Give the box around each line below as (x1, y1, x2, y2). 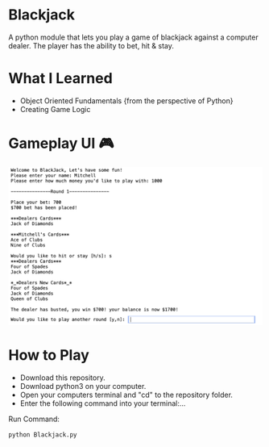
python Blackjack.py (8, 430, 78, 439)
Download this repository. (19, 373, 106, 382)
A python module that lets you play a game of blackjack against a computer (8, 32, 259, 42)
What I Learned (8, 69, 113, 88)
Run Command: (8, 414, 60, 424)
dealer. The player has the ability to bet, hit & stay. (8, 40, 175, 50)
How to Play (8, 346, 90, 365)
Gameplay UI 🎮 (8, 135, 114, 152)
